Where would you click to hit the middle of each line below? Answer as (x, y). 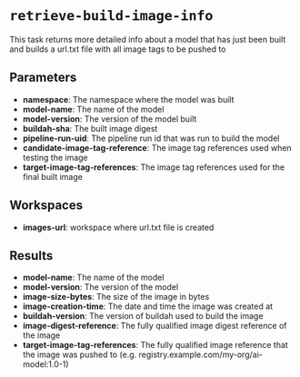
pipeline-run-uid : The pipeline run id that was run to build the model (151, 138)
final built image (53, 176)
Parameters (43, 78)
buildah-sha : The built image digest (90, 128)
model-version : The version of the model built (110, 119)
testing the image (55, 157)
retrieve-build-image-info (111, 16)
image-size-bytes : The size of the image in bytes (116, 297)
